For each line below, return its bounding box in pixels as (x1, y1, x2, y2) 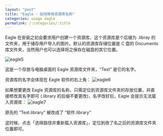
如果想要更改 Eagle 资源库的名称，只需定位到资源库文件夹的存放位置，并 (5, 87, 151, 93)
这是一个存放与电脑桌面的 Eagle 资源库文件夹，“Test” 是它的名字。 (5, 67, 139, 72)
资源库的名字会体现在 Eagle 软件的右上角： (5, 77, 91, 83)
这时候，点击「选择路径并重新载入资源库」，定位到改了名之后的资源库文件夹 (5, 120, 157, 126)
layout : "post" (5, 7, 36, 12)
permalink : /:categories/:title (5, 20, 71, 26)
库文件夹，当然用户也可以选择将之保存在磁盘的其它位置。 (5, 47, 120, 52)
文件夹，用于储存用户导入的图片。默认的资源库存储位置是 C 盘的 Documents (5, 41, 159, 47)
